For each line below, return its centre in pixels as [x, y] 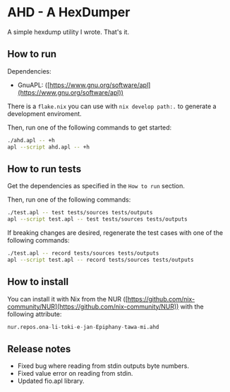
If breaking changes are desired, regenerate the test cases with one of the [115, 233]
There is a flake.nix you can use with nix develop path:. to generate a [112, 106]
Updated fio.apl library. [51, 381]
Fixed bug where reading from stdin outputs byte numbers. [103, 366]
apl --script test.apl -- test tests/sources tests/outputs [98, 219]
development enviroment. [45, 113]
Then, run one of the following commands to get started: [90, 127]
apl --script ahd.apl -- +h [49, 147]
